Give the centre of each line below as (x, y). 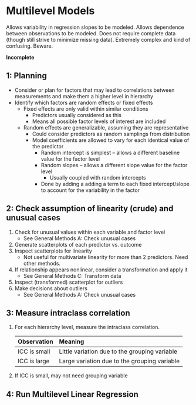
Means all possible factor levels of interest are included (99, 121)
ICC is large (33, 361)
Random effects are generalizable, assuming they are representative (106, 127)
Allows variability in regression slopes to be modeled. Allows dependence (95, 27)
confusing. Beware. (30, 46)
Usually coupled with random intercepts (98, 177)
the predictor (48, 146)
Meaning (72, 341)
